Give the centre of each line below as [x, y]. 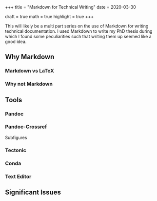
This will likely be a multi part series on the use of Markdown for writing [77, 26]
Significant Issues [33, 192]
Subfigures [16, 137]
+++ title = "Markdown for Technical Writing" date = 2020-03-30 [70, 7]
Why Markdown [30, 57]
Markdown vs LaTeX [30, 71]
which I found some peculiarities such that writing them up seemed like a [78, 36]
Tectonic [16, 150]
